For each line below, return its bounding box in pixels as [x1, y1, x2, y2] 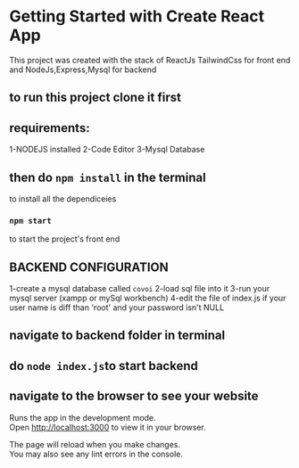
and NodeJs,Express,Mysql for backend [9, 64, 157, 75]
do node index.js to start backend [9, 358, 198, 374]
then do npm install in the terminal [9, 169, 207, 185]
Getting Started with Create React [9, 6, 265, 27]
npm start [9, 216, 52, 226]
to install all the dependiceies [9, 193, 117, 204]
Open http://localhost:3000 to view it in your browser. [9, 422, 207, 432]
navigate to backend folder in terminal [9, 328, 226, 343]
